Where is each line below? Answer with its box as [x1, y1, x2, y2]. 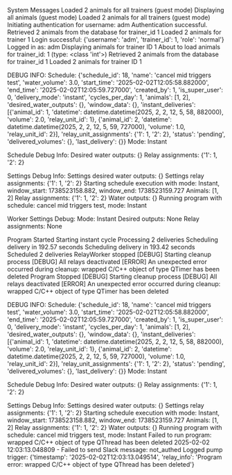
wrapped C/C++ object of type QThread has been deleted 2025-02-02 [7, 438, 210, 447]
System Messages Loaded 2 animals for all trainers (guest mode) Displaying [7, 6, 224, 14]
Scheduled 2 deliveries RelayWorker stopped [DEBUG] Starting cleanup [7, 250, 212, 258]
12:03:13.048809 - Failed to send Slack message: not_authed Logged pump [7, 446, 223, 453]
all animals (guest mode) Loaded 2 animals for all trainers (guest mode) [7, 13, 211, 22]
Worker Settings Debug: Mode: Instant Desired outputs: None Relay [7, 215, 199, 223]
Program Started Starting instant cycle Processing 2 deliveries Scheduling [7, 235, 218, 244]
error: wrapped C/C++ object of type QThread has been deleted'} [7, 460, 195, 468]
